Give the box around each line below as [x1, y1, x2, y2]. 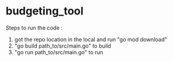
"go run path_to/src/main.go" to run [14, 48, 103, 55]
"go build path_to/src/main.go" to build [14, 42, 111, 49]
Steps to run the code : [5, 24, 63, 31]
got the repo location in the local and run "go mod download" [14, 36, 168, 43]
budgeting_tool [5, 4, 84, 18]
